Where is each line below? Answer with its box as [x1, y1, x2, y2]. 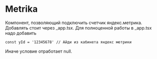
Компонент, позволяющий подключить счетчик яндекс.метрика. [5, 20, 143, 26]
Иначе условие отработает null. [5, 48, 72, 54]
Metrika [5, 3, 38, 15]
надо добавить [5, 30, 37, 36]
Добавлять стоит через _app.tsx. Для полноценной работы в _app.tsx [5, 25, 152, 30]
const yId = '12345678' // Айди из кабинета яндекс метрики [5, 39, 132, 45]
